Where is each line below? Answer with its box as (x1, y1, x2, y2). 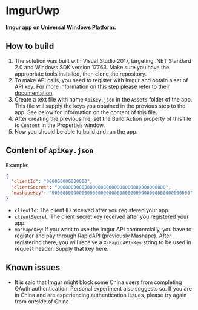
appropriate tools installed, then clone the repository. (14, 70, 147, 77)
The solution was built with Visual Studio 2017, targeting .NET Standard (14, 57, 191, 64)
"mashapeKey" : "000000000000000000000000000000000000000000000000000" (11, 190, 193, 196)
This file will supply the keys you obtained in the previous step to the (14, 102, 186, 109)
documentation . (14, 89, 54, 97)
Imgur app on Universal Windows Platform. (5, 24, 116, 31)
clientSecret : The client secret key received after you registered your (14, 213, 189, 220)
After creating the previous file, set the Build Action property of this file (14, 115, 191, 122)
